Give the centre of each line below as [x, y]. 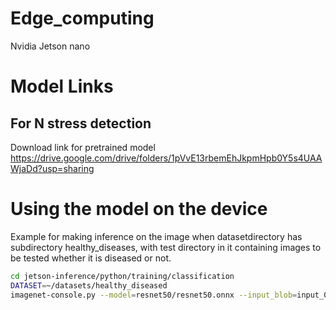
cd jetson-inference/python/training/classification [122, 276]
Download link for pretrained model [83, 147]
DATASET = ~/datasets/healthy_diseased [89, 285]
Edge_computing [82, 18]
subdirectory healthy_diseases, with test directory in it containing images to [166, 247]
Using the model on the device [139, 209]
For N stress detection [81, 123]
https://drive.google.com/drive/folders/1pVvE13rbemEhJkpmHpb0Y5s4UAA [166, 158]
